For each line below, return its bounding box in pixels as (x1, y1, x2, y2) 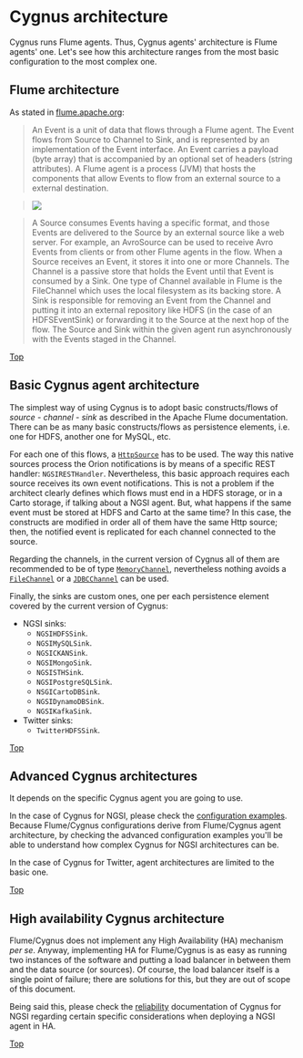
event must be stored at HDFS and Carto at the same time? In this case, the (9, 506, 292, 517)
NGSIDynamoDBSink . (35, 695, 105, 706)
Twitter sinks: (22, 714, 74, 726)
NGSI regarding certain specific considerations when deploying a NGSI (9, 1011, 276, 1022)
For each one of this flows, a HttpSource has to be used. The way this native (9, 449, 294, 460)
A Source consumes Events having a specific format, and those (31, 217, 270, 228)
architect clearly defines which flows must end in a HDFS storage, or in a (9, 487, 283, 498)
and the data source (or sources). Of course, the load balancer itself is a (9, 964, 280, 975)
